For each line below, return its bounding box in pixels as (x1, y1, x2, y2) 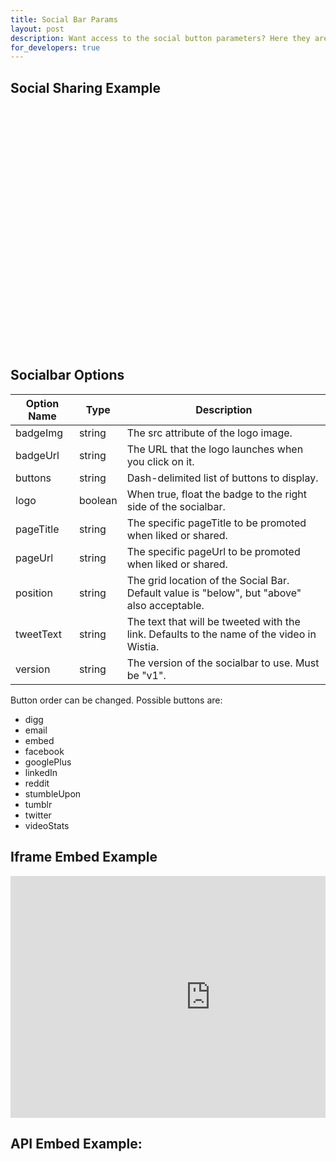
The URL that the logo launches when (126, 442, 304, 456)
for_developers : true (10, 42, 101, 53)
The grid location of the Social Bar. (126, 573, 290, 587)
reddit (24, 777, 50, 789)
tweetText (15, 627, 62, 641)
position (15, 586, 53, 600)
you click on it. (126, 454, 195, 468)
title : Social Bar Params (10, 14, 118, 25)
